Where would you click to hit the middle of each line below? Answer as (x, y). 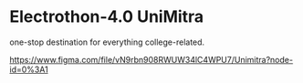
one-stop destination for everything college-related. (107, 42)
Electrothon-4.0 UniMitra (107, 17)
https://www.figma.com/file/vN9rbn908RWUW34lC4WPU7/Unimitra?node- (151, 59)
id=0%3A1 (29, 69)
